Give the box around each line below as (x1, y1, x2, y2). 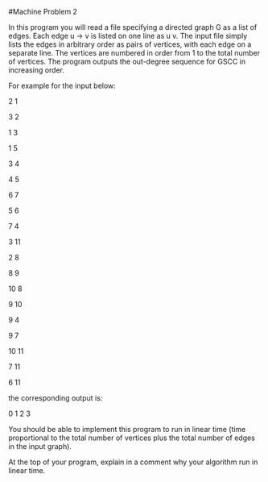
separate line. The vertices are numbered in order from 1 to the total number (8, 48, 261, 57)
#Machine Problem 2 (8, 7, 78, 16)
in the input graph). (8, 442, 72, 451)
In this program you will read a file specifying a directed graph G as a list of (8, 23, 258, 31)
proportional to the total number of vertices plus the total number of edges (8, 433, 256, 443)
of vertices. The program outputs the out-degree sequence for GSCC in (8, 56, 246, 66)
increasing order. (8, 65, 65, 75)
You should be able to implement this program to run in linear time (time (8, 425, 246, 434)
